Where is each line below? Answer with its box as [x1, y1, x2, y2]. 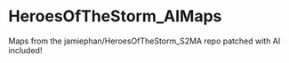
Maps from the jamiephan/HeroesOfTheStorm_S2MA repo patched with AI [8, 35, 281, 46]
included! [8, 44, 43, 55]
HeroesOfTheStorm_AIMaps [8, 6, 222, 27]
